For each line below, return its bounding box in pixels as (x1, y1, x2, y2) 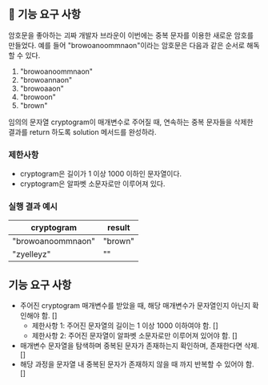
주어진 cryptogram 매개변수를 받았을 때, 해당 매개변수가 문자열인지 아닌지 (19, 301, 250, 310)
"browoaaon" (19, 83, 64, 93)
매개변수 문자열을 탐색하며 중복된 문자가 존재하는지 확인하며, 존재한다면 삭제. (19, 341, 260, 351)
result (107, 222, 130, 233)
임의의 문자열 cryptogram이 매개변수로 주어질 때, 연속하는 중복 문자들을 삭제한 (8, 117, 254, 127)
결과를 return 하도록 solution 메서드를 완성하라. (8, 127, 157, 136)
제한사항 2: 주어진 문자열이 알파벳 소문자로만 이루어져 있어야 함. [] (31, 331, 238, 341)
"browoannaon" (19, 75, 73, 84)
